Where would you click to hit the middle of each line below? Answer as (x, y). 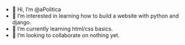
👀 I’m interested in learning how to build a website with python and (96, 16)
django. (22, 22)
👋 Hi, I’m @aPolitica (37, 9)
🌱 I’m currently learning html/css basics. (62, 29)
